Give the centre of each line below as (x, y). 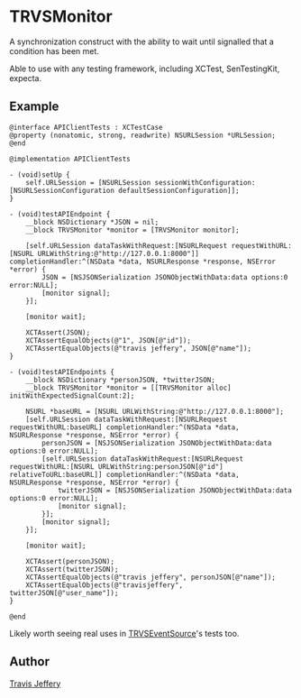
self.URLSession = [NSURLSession (88, 182)
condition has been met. (54, 51)
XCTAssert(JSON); (58, 332)
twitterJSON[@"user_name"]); (64, 592)
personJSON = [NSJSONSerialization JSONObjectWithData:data (157, 443)
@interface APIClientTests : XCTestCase (87, 127)
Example (34, 107)
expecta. (26, 78)
